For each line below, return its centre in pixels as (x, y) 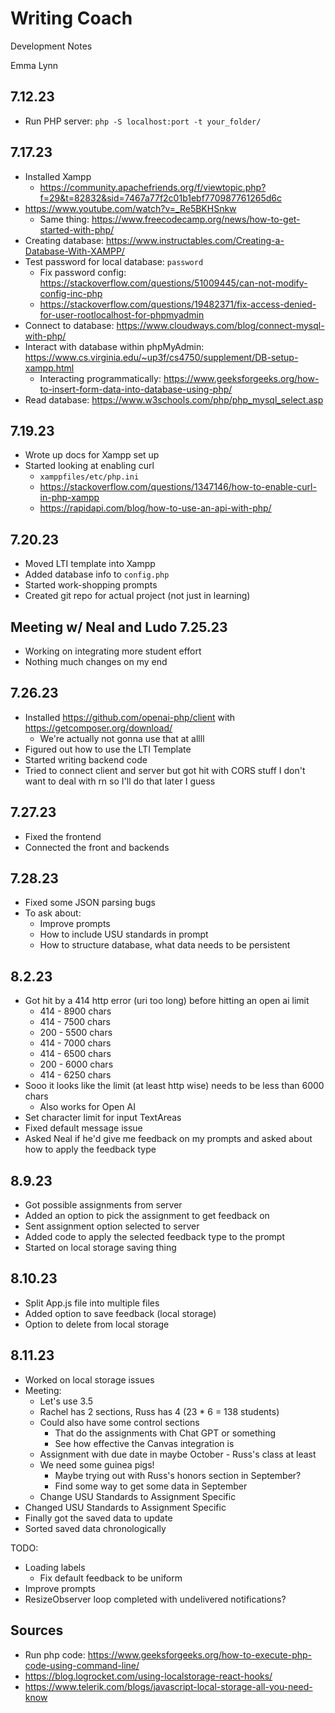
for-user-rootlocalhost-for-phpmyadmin (122, 314)
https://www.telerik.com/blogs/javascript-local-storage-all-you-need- (168, 1686)
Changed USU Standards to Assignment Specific (125, 1507)
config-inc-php (71, 293)
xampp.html (49, 368)
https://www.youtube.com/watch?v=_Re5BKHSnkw (130, 208)
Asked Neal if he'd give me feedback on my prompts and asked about (168, 1139)
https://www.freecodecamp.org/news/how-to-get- (196, 219)
